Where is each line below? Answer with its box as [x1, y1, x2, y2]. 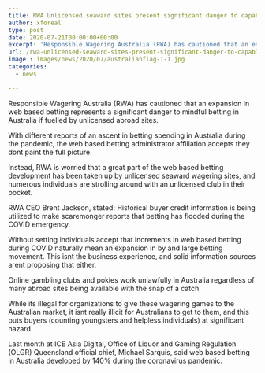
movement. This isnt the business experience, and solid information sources [8, 251, 256, 260]
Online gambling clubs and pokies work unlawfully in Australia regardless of [8, 275, 255, 284]
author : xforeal [8, 19, 62, 27]
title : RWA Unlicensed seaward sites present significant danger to [8, 11, 238, 20]
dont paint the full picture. [8, 147, 92, 157]
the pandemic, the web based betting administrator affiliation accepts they [8, 138, 250, 148]
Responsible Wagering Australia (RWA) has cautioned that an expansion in [8, 98, 250, 108]
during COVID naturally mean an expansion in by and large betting [8, 243, 223, 253]
